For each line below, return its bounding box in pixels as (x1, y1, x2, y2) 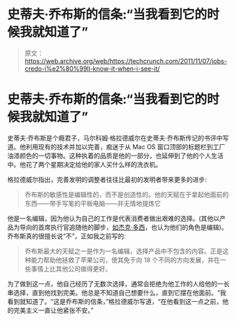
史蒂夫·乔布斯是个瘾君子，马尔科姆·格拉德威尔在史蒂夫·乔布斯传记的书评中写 (7, 134, 229, 142)
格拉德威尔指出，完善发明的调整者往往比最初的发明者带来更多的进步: (7, 175, 207, 184)
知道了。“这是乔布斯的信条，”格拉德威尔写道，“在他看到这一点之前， (25, 297, 223, 305)
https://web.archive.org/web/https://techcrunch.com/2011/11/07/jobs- (24, 57, 227, 65)
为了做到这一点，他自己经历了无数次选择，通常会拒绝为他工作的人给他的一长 (7, 279, 230, 288)
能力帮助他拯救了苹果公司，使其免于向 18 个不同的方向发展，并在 (30, 255, 221, 264)
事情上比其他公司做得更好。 (30, 264, 111, 273)
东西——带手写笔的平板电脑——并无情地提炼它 (24, 199, 161, 207)
